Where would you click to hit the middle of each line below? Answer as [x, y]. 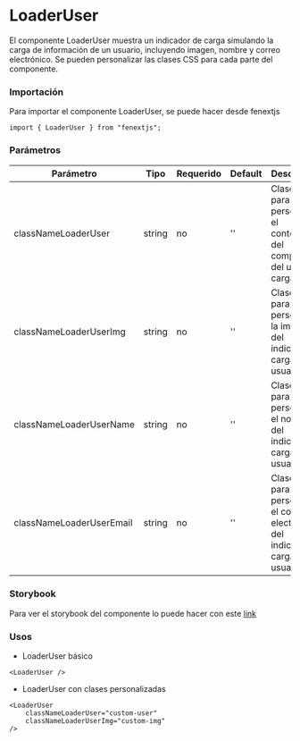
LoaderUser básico [58, 656]
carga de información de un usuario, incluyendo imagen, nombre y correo [145, 49]
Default [246, 173]
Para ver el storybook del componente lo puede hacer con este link [133, 613]
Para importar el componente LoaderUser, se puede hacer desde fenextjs [145, 112]
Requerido [199, 173]
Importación [37, 92]
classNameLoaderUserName [75, 424]
